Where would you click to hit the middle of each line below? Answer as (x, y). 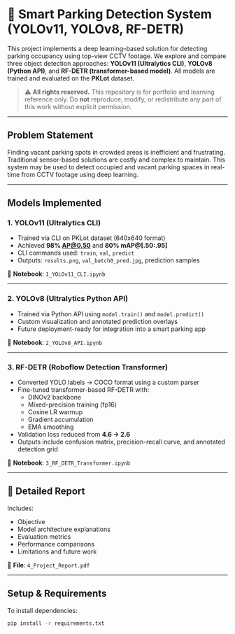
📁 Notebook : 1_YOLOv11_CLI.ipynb (56, 274)
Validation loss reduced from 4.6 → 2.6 (74, 435)
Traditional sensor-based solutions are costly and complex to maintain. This (116, 160)
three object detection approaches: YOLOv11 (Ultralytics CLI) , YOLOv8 (110, 63)
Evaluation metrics (44, 536)
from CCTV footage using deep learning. (80, 174)
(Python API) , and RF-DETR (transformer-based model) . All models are (111, 71)
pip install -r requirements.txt (56, 623)
